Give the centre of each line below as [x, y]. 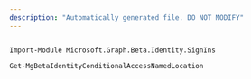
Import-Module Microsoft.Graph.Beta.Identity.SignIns [113, 50]
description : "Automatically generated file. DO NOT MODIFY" [127, 18]
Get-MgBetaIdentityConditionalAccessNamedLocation [107, 66]
